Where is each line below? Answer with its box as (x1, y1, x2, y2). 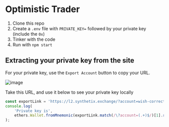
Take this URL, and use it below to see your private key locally (5, 89, 134, 95)
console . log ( (5, 103, 33, 109)
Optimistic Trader (5, 4, 80, 15)
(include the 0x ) (12, 31, 45, 37)
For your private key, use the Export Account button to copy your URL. (5, 70, 150, 76)
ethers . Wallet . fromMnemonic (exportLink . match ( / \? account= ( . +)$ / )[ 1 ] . (14, 113, 163, 118)
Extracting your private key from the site (5, 56, 134, 65)
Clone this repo (12, 20, 44, 26)
